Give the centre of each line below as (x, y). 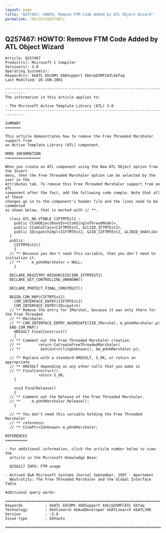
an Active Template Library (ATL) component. (53, 145)
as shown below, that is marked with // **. (52, 210)
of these (14, 197)
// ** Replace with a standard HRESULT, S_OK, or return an (73, 358)
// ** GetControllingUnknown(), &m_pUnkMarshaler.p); (75, 349)
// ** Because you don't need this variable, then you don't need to (83, 254)
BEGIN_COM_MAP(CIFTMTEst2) (37, 297)
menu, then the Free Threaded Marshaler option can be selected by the (80, 176)
